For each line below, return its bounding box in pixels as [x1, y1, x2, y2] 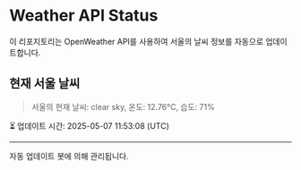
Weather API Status [9, 5, 159, 26]
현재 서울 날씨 [9, 76, 81, 91]
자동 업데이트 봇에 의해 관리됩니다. [9, 150, 129, 161]
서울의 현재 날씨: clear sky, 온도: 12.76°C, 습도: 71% [30, 101, 215, 112]
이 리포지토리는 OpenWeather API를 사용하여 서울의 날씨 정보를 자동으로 [9, 36, 264, 47]
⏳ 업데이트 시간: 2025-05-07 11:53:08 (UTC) [9, 120, 170, 131]
